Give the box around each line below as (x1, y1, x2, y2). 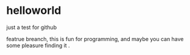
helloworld (6, 4, 62, 18)
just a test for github (6, 24, 57, 31)
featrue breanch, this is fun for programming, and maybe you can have (6, 35, 184, 42)
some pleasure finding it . (6, 42, 70, 49)
